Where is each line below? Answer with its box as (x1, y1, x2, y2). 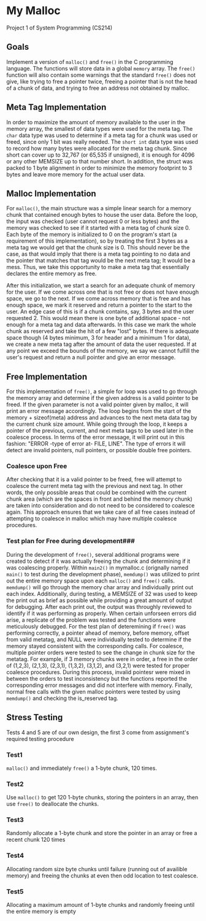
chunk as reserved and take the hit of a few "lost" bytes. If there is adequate (6, 327, 199, 335)
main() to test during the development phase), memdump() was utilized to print (6, 570, 200, 578)
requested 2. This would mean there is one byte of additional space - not (6, 315, 191, 322)
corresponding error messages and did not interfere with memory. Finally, (6, 681, 193, 689)
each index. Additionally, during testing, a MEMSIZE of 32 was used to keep (6, 590, 198, 597)
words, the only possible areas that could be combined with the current (6, 489, 187, 496)
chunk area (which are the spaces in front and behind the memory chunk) (6, 495, 193, 503)
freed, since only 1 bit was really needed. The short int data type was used (6, 138, 198, 145)
